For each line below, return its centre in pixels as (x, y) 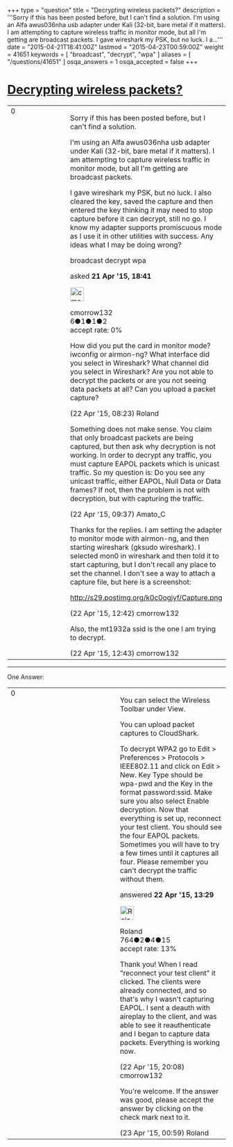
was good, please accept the (167, 1100)
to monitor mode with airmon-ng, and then (139, 538)
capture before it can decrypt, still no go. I (138, 218)
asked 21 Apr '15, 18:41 (111, 276)
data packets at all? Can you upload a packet (143, 389)
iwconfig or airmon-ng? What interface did (140, 354)
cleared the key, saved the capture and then (141, 201)
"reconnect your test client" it (168, 973)
